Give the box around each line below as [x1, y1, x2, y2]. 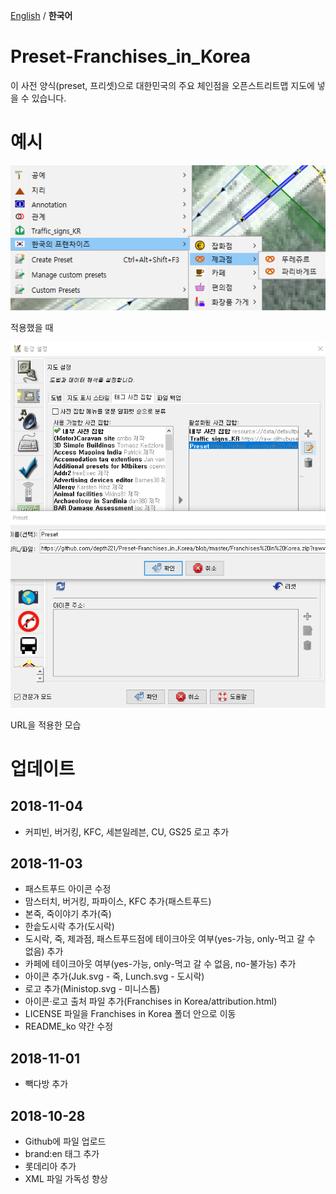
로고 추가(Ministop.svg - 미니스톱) [24, 983, 161, 995]
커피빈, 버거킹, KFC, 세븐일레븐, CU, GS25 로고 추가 [24, 825, 230, 838]
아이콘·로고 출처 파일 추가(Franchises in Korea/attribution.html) [24, 995, 278, 1008]
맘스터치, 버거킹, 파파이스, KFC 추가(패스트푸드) [24, 895, 212, 908]
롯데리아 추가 [24, 1160, 77, 1173]
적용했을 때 [10, 321, 54, 333]
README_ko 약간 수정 [24, 1020, 114, 1033]
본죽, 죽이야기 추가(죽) [24, 908, 112, 920]
